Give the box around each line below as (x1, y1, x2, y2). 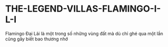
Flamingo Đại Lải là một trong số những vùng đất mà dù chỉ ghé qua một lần (5, 30, 163, 36)
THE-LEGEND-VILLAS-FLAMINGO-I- (5, 3, 161, 15)
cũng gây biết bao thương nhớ (5, 36, 68, 42)
